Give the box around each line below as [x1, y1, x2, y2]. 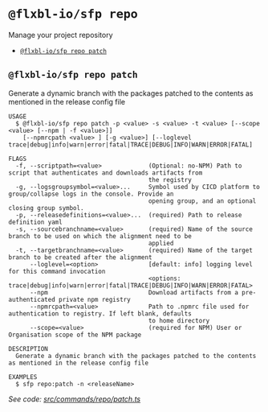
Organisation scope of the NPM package [8, 331, 142, 339]
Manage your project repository [8, 30, 114, 39]
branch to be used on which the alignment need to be [8, 232, 193, 240]
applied [148, 239, 174, 247]
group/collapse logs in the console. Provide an [8, 190, 174, 198]
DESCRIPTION [8, 344, 48, 352]
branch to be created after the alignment [8, 253, 152, 262]
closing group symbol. [8, 204, 84, 212]
